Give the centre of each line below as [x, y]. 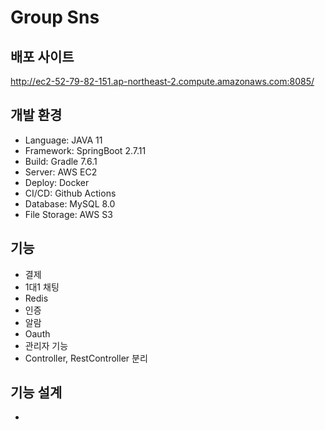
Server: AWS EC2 [61, 172]
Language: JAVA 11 [63, 140]
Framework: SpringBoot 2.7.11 [85, 150]
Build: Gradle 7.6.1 [61, 161]
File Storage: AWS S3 [68, 214]
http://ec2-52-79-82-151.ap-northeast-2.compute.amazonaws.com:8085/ [162, 81]
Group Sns [55, 17]
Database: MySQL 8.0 [70, 203]
